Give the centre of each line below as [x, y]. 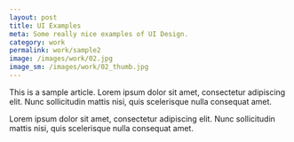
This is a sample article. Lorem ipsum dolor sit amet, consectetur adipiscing [147, 92]
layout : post [33, 17]
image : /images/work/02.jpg [61, 59]
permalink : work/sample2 [55, 51]
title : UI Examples [45, 26]
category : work [37, 42]
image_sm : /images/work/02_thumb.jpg [79, 67]
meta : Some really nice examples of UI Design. [99, 34]
